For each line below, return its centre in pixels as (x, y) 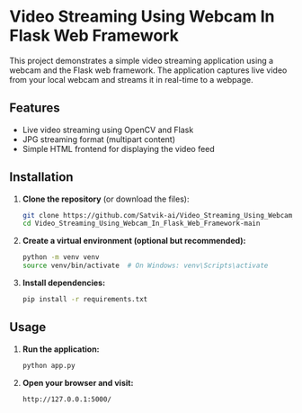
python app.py (49, 365)
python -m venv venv (61, 257)
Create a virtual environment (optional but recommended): (134, 241)
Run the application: (61, 349)
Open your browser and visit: (78, 382)
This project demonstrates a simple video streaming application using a (142, 60)
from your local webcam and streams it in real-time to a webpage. (131, 79)
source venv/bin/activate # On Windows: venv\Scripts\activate (145, 266)
